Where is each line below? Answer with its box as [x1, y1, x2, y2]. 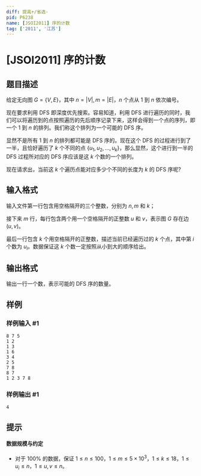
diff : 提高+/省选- [6, 8, 49, 15]
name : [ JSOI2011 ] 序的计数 [6, 20, 70, 26]
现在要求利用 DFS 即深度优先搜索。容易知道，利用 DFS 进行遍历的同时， [6, 109, 185, 116]
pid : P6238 [6, 14, 34, 20]
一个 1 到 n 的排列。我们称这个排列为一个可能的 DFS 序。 [6, 124, 146, 131]
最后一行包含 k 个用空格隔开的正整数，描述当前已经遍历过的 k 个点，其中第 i [6, 235, 194, 243]
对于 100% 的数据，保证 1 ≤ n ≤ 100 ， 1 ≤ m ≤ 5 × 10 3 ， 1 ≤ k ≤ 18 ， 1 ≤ [14, 454, 190, 462]
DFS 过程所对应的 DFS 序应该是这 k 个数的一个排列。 [6, 153, 137, 160]
